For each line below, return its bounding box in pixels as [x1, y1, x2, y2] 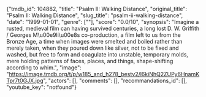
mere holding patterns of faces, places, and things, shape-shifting [6, 58, 174, 64]
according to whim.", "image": [6, 64, 82, 71]
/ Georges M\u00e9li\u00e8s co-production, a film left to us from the [6, 31, 181, 39]
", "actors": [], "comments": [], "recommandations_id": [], [43, 77, 187, 84]
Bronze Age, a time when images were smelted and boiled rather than [6, 38, 183, 45]
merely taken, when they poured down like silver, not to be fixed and [6, 44, 179, 52]
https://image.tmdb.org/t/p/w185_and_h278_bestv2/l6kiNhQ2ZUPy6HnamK [9, 71, 200, 77]
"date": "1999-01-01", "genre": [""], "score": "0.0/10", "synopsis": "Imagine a [6, 18, 199, 25]
